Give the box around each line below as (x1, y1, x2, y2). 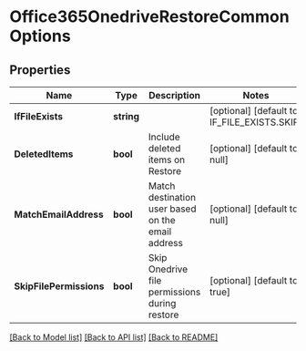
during (148, 297, 177, 309)
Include (148, 130, 180, 143)
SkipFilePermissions (14, 280, 105, 293)
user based (148, 202, 197, 215)
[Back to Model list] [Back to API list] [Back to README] (9, 332, 219, 343)
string (113, 110, 139, 122)
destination (148, 191, 197, 203)
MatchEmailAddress (14, 208, 104, 221)
